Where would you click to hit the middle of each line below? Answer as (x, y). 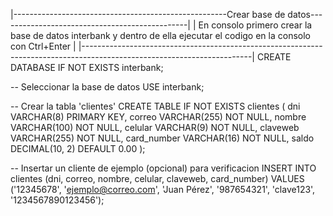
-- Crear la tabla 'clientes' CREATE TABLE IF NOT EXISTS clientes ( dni (155, 106)
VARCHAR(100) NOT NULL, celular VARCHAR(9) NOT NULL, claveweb (155, 127)
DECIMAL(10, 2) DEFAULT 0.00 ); (78, 148)
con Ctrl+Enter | (43, 46)
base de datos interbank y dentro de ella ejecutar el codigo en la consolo (160, 35)
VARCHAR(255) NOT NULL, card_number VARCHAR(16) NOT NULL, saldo (162, 138)
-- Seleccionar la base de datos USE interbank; (107, 87)
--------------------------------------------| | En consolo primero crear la (161, 25)
